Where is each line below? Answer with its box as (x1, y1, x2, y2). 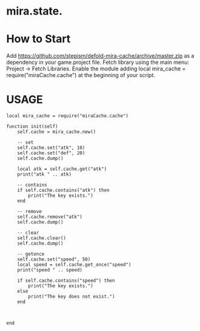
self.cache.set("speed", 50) (17, 256, 91, 262)
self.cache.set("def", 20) (17, 150, 85, 156)
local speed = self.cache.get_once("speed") (17, 262, 132, 268)
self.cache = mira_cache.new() (17, 129, 96, 135)
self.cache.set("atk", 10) (17, 145, 85, 151)
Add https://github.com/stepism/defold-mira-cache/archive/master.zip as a (6, 52, 195, 60)
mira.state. (6, 4, 63, 18)
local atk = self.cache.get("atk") (17, 166, 107, 172)
